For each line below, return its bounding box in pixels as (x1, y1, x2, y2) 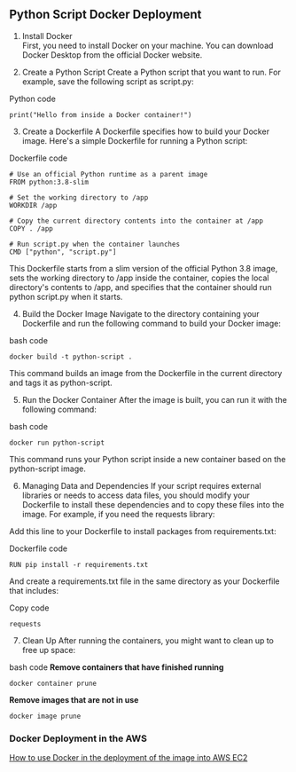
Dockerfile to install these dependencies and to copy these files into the (21, 499, 284, 509)
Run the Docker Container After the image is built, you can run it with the (21, 394, 288, 405)
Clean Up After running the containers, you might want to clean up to (21, 634, 275, 646)
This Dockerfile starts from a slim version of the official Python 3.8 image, (9, 263, 278, 273)
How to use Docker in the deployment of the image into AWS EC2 (9, 752, 248, 763)
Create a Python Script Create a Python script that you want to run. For (21, 67, 281, 77)
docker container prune (9, 679, 97, 688)
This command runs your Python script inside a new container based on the (9, 453, 286, 464)
